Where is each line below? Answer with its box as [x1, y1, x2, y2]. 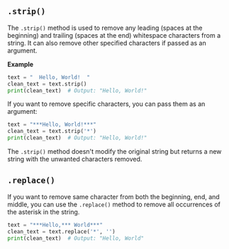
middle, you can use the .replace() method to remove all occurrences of [7, 200, 221, 208]
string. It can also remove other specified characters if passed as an [7, 38, 207, 47]
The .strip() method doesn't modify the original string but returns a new [7, 147, 222, 156]
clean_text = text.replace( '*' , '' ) [7, 228, 116, 235]
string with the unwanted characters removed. [7, 155, 143, 164]
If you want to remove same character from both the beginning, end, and [7, 192, 220, 201]
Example [7, 60, 34, 68]
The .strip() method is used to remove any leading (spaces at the [7, 23, 203, 32]
